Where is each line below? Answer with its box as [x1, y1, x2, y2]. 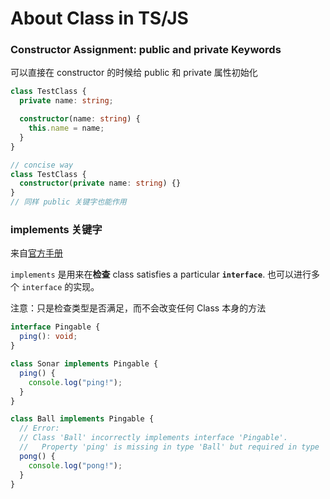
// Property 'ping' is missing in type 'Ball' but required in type [19, 442, 320, 452]
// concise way [10, 160, 74, 170]
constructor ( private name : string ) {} [19, 178, 182, 189]
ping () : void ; [19, 332, 78, 342]
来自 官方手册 [10, 247, 63, 259]
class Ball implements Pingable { [10, 414, 155, 424]
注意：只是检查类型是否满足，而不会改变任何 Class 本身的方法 [10, 302, 267, 314]
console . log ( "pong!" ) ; [28, 460, 123, 471]
